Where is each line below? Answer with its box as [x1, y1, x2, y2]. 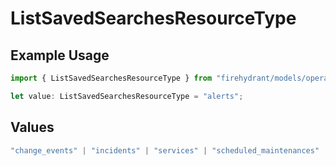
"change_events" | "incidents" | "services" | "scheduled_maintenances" [10, 145, 320, 156]
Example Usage [10, 47, 110, 64]
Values [10, 119, 55, 136]
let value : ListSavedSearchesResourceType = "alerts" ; [10, 91, 244, 101]
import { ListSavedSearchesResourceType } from [10, 73, 213, 83]
